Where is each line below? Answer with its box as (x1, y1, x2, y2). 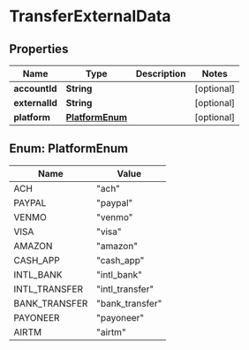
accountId (13, 82, 57, 95)
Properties (9, 42, 69, 57)
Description (135, 68, 186, 80)
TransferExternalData (9, 6, 171, 27)
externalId (13, 97, 57, 109)
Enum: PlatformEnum (9, 141, 129, 156)
